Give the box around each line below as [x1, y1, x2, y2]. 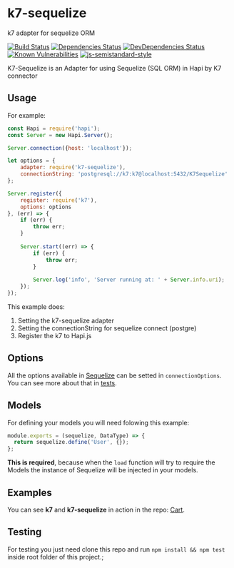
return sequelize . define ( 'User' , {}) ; [14, 439, 130, 446]
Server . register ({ [7, 190, 62, 197]
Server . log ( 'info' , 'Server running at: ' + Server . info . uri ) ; [33, 276, 225, 283]
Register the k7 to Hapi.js [17, 331, 92, 340]
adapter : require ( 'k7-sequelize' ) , [20, 164, 126, 171]
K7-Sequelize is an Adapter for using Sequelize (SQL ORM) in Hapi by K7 [7, 64, 222, 72]
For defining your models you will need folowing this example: [7, 418, 190, 427]
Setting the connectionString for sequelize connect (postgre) [17, 323, 197, 333]
